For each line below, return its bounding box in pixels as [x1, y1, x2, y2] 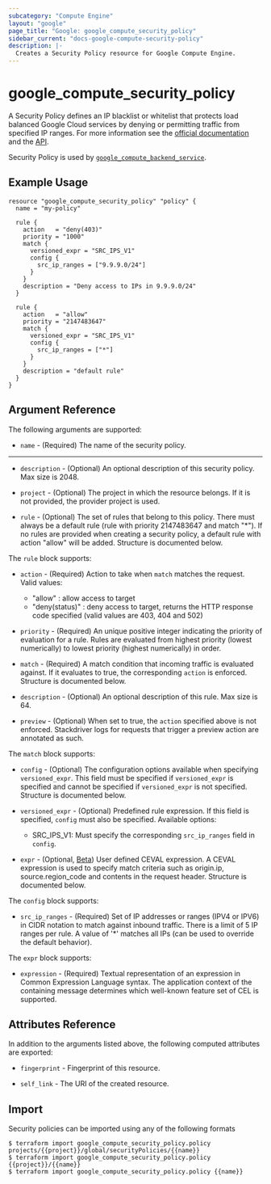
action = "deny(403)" [23, 225, 103, 234]
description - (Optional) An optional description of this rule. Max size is [19, 692, 258, 702]
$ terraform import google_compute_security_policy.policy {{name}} [8, 1168, 244, 1176]
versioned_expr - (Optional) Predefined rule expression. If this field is [19, 806, 250, 815]
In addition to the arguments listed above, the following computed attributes [8, 1039, 261, 1049]
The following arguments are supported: [8, 424, 143, 434]
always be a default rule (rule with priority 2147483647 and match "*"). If [19, 520, 263, 530]
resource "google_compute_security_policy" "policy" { [8, 197, 197, 205]
